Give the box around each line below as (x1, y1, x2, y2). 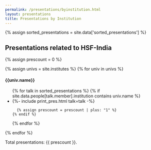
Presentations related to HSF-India (5, 43, 112, 52)
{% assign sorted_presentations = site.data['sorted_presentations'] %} (5, 30, 147, 36)
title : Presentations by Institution (5, 16, 82, 21)
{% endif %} (12, 112, 36, 117)
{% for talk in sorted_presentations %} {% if (12, 88, 101, 94)
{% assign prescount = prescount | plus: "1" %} (17, 108, 117, 112)
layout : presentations (5, 12, 51, 17)
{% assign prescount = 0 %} (5, 56, 62, 62)
